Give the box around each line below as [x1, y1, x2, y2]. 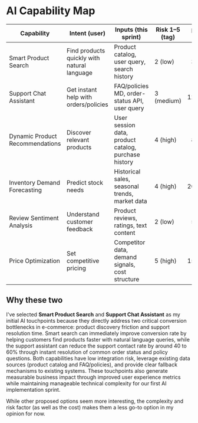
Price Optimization [9, 257, 61, 265]
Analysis [9, 221, 33, 229]
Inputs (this [114, 25, 148, 34]
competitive [67, 257, 100, 265]
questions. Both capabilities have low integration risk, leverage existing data [6, 355, 190, 362]
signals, [114, 260, 136, 268]
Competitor [114, 238, 146, 246]
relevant [67, 136, 90, 144]
